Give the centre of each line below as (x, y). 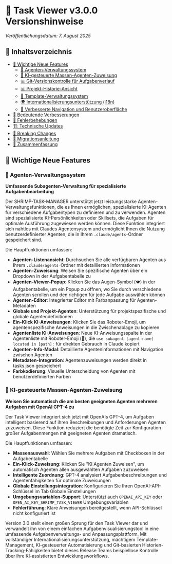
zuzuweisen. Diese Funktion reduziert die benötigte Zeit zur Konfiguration (83, 427)
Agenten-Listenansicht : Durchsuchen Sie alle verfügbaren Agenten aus (89, 260)
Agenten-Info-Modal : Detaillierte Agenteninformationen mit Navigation (88, 350)
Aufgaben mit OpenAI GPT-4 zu (40, 407)
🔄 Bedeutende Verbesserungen (46, 115)
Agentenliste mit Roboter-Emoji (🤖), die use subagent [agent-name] (83, 338)
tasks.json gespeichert (37, 366)
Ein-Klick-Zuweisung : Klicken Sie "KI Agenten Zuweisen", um (79, 464)
